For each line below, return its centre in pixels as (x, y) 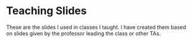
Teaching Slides (47, 11)
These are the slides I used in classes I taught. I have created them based (96, 27)
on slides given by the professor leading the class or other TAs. (84, 33)
